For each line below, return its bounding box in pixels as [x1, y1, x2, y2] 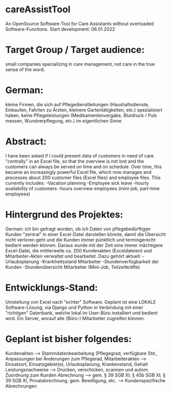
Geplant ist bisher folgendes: [5, 333, 132, 345]
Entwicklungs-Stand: [5, 282, 98, 293]
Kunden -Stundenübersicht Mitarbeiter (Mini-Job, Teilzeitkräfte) [5, 264, 140, 270]
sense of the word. [5, 66, 45, 72]
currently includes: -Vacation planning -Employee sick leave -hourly [5, 180, 149, 186]
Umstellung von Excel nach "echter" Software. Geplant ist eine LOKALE [5, 299, 156, 305]
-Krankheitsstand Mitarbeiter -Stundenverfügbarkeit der [40, 258, 159, 265]
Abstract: [5, 136, 47, 147]
